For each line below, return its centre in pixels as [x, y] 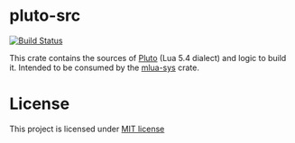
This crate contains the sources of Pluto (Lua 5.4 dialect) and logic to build [148, 58]
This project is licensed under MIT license [87, 129]
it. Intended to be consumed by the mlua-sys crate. [105, 67]
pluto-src [45, 16]
